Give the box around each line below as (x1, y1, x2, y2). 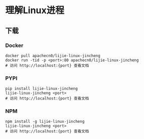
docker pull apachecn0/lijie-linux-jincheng (5, 53, 101, 58)
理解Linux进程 (5, 5, 65, 16)
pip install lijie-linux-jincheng (5, 86, 78, 91)
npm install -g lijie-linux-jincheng (5, 119, 85, 124)
